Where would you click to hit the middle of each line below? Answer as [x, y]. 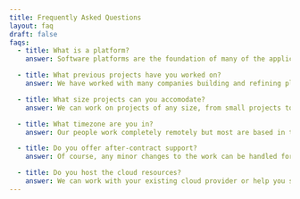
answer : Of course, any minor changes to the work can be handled [151, 157]
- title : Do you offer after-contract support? [108, 148]
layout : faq [31, 26]
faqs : [19, 42]
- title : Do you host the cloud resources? [99, 173]
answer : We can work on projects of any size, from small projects [153, 108]
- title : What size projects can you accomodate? [111, 99]
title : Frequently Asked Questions [75, 17]
